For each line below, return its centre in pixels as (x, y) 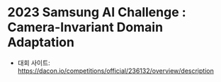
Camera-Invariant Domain (85, 27)
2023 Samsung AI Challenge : (97, 12)
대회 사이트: (34, 63)
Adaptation (41, 42)
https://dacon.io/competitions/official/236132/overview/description (115, 71)
